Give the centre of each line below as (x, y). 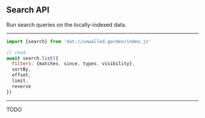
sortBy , (22, 69)
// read (16, 52)
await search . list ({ (33, 58)
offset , (22, 75)
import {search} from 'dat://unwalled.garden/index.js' (79, 41)
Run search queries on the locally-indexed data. (67, 24)
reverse (22, 86)
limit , (20, 81)
